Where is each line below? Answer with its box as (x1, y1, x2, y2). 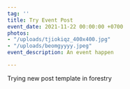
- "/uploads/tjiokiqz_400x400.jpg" (7, 36, 111, 43)
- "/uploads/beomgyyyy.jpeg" (7, 42, 92, 49)
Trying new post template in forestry (7, 74, 112, 82)
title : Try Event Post (7, 17, 73, 24)
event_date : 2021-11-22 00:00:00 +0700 (7, 23, 124, 30)
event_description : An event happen (7, 49, 114, 56)
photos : (7, 29, 30, 37)
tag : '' (7, 10, 30, 17)
